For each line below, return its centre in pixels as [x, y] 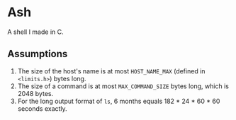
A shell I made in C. [35, 32]
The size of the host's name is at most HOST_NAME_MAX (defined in [111, 71]
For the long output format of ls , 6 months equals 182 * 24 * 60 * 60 [119, 101]
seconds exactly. [42, 108]
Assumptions [38, 54]
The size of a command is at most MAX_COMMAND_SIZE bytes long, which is [123, 86]
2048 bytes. [35, 93]
